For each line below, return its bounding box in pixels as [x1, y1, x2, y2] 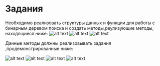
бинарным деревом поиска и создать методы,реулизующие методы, [5, 25, 154, 31]
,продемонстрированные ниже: [5, 45, 74, 51]
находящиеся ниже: [5, 30, 48, 36]
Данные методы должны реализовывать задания [5, 40, 111, 46]
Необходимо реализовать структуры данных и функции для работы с [5, 20, 155, 26]
